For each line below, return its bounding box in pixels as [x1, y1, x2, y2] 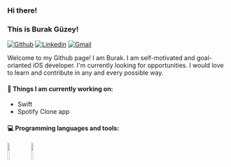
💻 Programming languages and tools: [7, 124, 120, 133]
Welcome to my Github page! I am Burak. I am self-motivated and [7, 54, 195, 62]
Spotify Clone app [17, 108, 70, 116]
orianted [7, 61, 31, 70]
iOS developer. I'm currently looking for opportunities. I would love [32, 61, 224, 70]
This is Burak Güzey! [7, 24, 79, 34]
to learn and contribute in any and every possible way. [7, 68, 164, 77]
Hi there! [7, 6, 38, 15]
